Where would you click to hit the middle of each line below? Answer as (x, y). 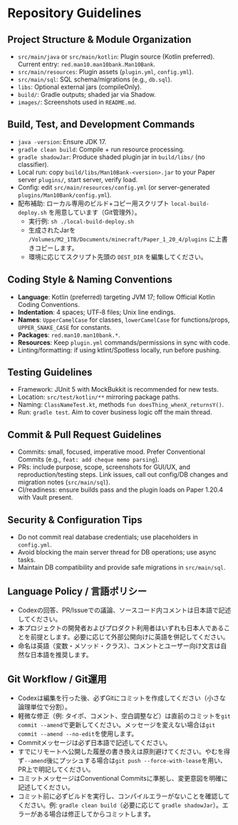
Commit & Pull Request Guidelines (84, 434)
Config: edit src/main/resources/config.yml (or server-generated (114, 187)
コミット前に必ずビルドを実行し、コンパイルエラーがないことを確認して (124, 796)
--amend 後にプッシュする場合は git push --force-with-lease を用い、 (125, 760)
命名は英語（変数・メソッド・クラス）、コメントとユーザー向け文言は (119, 646)
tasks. (26, 560)
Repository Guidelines (74, 13)
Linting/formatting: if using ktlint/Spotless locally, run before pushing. (119, 350)
